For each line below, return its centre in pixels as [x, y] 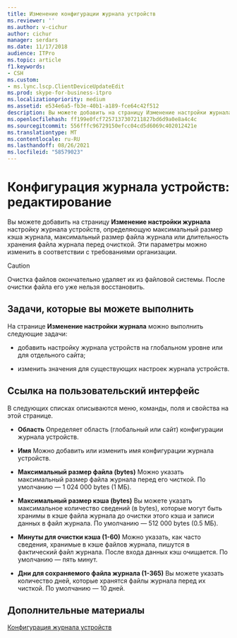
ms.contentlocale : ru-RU [44, 139]
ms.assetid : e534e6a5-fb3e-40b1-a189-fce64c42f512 [83, 106]
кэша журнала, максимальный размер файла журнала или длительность [118, 237]
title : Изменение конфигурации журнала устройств [82, 14]
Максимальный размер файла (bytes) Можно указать [101, 472]
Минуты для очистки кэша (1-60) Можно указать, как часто [109, 537]
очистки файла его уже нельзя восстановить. [76, 287]
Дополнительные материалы [76, 610]
